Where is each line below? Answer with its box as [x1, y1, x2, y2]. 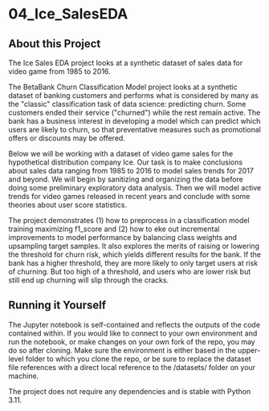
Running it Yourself [8, 299, 107, 312]
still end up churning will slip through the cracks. [8, 275, 169, 285]
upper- [238, 345, 261, 355]
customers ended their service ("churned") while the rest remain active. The [8, 108, 261, 117]
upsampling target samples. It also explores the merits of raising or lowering [8, 242, 259, 250]
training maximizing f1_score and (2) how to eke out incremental [8, 224, 220, 234]
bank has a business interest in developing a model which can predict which [8, 116, 261, 125]
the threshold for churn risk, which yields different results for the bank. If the [8, 250, 261, 259]
